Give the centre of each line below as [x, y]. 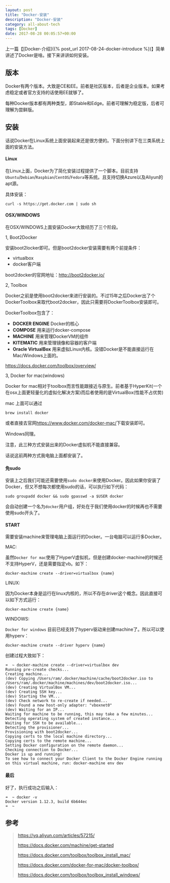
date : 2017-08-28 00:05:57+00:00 [41, 34]
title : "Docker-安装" [27, 15]
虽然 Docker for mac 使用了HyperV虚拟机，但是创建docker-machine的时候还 [84, 557]
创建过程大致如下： [25, 656]
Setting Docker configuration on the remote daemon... [64, 745]
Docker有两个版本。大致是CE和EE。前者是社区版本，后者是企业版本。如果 [83, 86]
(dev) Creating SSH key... [34, 692]
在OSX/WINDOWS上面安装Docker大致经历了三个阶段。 [63, 227]
